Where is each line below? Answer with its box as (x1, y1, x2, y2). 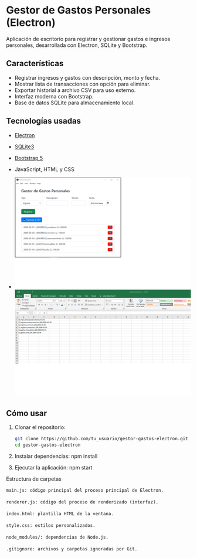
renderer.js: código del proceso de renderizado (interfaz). (6, 499, 159, 505)
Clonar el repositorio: (14, 423, 66, 431)
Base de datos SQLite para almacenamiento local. (14, 99, 135, 106)
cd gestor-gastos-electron (14, 442, 81, 448)
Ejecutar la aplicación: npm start (14, 464, 93, 471)
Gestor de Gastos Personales (6, 4, 151, 17)
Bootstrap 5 (14, 154, 43, 161)
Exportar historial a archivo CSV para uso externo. (14, 86, 136, 94)
